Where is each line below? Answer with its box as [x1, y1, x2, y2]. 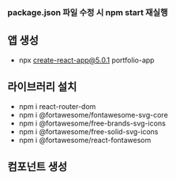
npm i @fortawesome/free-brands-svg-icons [18, 118, 167, 128]
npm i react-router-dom [18, 101, 96, 111]
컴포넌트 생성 [7, 159, 68, 173]
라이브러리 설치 [7, 81, 77, 94]
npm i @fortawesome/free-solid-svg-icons [18, 126, 159, 136]
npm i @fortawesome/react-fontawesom [18, 135, 152, 144]
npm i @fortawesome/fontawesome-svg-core [18, 110, 169, 119]
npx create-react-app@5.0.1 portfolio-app [18, 55, 155, 65]
